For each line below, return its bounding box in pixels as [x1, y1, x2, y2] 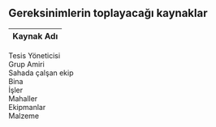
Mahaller [8, 93, 38, 104]
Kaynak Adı [12, 30, 58, 41]
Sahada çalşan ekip [8, 68, 75, 78]
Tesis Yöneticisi [8, 50, 61, 60]
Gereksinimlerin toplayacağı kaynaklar [8, 6, 208, 20]
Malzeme [8, 111, 40, 121]
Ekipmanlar [8, 102, 46, 112]
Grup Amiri [8, 59, 45, 69]
